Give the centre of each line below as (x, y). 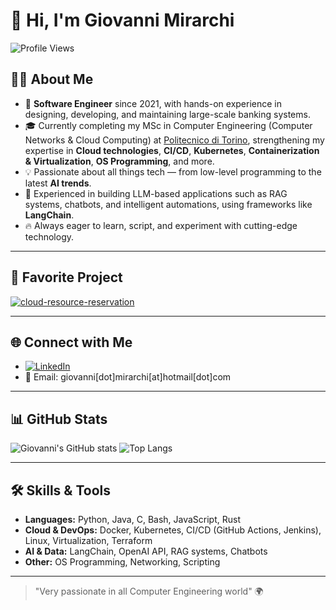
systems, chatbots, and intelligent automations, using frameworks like (168, 204)
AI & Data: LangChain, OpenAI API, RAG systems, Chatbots (146, 551)
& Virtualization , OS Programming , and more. (119, 161)
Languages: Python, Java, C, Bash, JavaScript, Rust (133, 519)
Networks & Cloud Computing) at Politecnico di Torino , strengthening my (174, 140)
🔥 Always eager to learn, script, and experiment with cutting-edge (161, 225)
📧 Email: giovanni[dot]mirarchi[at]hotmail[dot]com (128, 377)
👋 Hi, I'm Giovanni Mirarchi (122, 20)
